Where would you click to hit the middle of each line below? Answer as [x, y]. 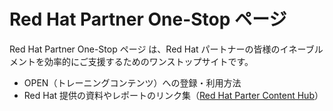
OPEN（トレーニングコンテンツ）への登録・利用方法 [132, 82]
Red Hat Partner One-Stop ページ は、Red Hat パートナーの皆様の [145, 49]
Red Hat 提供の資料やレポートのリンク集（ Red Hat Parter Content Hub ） [173, 95]
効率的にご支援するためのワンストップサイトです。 [148, 61]
